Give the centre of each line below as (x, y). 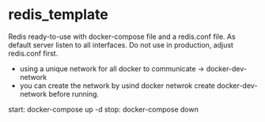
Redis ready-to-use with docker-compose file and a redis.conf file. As (122, 36)
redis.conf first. (33, 53)
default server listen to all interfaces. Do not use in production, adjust (121, 44)
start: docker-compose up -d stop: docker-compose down (104, 109)
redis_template (59, 15)
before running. (74, 93)
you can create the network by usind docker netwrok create (117, 86)
